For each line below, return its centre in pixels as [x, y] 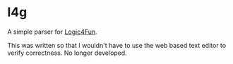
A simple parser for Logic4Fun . [52, 32]
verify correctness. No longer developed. [67, 53]
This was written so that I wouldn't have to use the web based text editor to [117, 45]
